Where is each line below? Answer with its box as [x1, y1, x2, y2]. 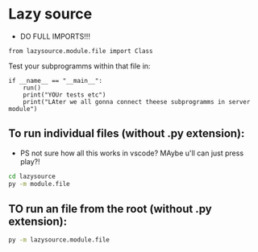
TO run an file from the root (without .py [8, 202, 212, 216]
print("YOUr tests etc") [23, 90, 106, 99]
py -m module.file [8, 180, 70, 188]
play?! [19, 156, 40, 166]
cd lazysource [8, 172, 56, 180]
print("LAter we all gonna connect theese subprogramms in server [23, 97, 251, 105]
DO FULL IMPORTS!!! [19, 31, 91, 41]
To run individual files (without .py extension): [8, 126, 245, 141]
